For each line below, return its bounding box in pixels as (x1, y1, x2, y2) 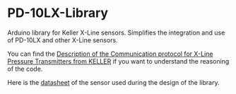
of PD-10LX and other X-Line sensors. (7, 35, 118, 44)
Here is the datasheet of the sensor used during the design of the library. (7, 78, 220, 86)
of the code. (7, 64, 43, 73)
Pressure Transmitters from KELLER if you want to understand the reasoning (7, 57, 230, 65)
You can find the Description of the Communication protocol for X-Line (7, 49, 213, 58)
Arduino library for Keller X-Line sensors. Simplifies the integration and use (7, 28, 225, 37)
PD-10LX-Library (7, 5, 108, 21)
